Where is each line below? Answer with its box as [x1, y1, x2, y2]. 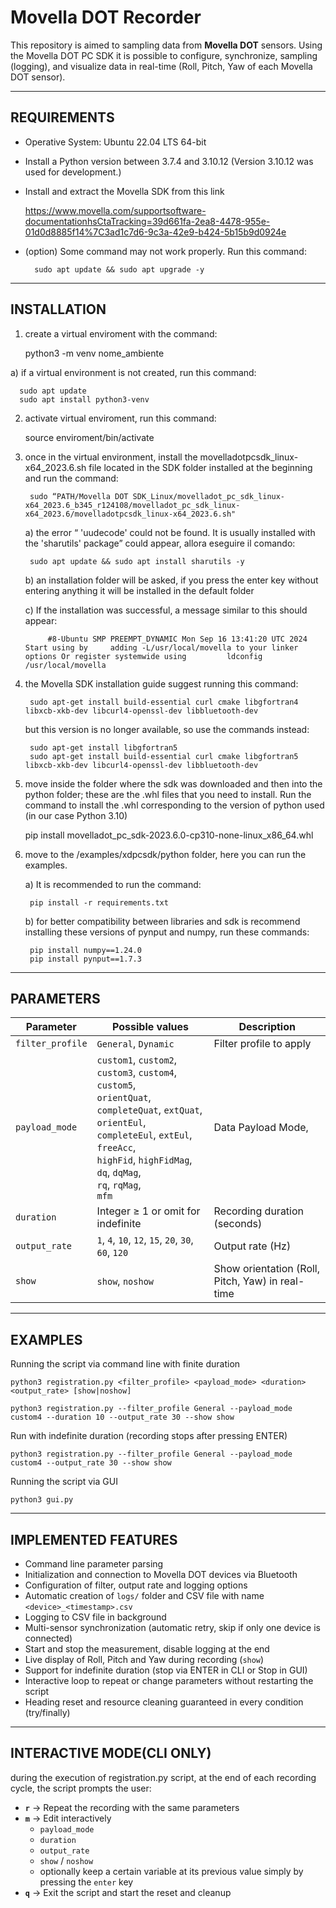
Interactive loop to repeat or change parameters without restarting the [24, 1675, 314, 1686]
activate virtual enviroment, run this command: [24, 412, 217, 424]
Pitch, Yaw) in [213, 1274, 278, 1288]
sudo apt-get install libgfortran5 [29, 742, 178, 753]
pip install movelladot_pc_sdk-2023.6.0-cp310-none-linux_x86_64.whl [24, 829, 314, 841]
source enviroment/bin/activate [24, 431, 155, 443]
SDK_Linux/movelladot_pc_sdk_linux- [132, 491, 286, 501]
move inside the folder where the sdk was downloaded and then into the [24, 777, 323, 790]
